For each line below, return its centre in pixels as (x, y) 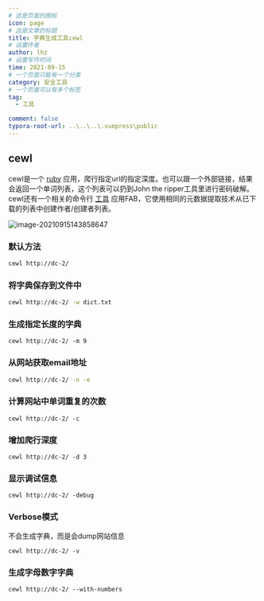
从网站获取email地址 (48, 363)
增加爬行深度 (33, 440)
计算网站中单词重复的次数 (57, 401)
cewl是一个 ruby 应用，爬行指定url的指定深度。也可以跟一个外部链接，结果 (130, 178)
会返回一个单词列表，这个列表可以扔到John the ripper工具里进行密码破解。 (131, 189)
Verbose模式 (33, 517)
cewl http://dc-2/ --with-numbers (66, 589)
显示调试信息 (33, 478)
